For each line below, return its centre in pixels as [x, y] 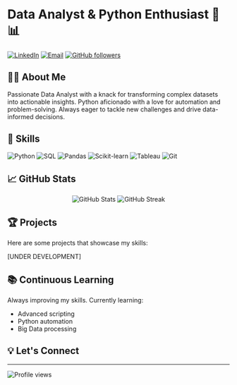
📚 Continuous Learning [61, 280]
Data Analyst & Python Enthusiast [108, 14]
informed [20, 116]
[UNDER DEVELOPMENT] [44, 257]
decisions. [50, 116]
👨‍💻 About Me [37, 77]
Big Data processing [47, 329]
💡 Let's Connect [43, 351]
